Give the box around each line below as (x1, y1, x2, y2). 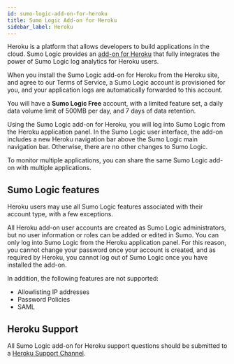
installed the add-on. (7, 260, 68, 269)
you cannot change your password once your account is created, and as (7, 246, 217, 254)
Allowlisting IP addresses (17, 288, 89, 296)
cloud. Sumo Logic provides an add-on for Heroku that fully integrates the (7, 50, 220, 58)
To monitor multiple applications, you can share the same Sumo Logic (7, 156, 208, 164)
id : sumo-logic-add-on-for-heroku (7, 10, 108, 17)
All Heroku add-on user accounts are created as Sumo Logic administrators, (7, 223, 226, 232)
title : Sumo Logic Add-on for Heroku (7, 17, 117, 24)
